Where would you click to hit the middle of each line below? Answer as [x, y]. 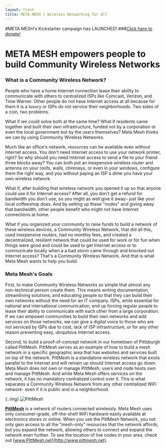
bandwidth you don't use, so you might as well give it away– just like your [80, 199]
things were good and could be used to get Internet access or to [71, 245]
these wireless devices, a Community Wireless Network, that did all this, [79, 229]
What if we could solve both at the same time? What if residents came [77, 121]
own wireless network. [28, 178]
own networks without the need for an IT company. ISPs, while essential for [82, 300]
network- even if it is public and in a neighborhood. [57, 389]
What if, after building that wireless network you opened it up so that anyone [83, 188]
